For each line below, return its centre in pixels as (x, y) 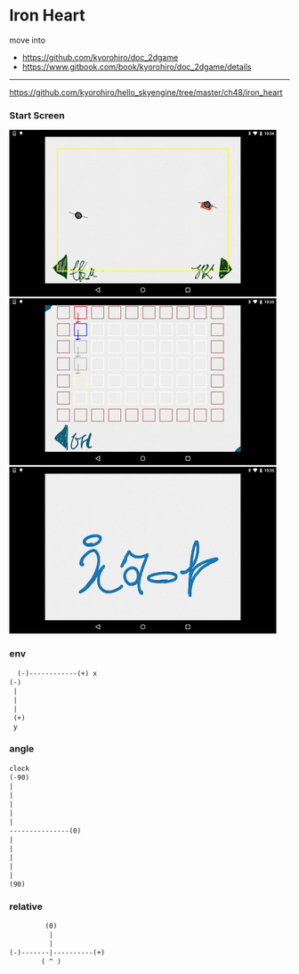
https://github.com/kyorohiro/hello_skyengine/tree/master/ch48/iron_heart (146, 92)
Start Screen (37, 115)
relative (26, 906)
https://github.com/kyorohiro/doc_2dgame (100, 57)
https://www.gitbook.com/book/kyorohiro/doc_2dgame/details (137, 67)
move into (28, 40)
